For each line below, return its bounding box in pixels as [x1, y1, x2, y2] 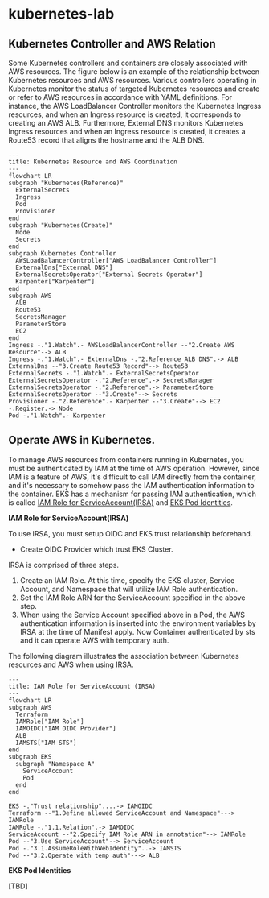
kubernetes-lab [8, 5, 115, 23]
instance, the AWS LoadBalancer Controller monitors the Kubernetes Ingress [8, 101, 262, 110]
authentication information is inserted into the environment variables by [19, 618, 257, 628]
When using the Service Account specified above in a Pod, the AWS [19, 610, 245, 619]
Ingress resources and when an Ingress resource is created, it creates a [8, 126, 247, 136]
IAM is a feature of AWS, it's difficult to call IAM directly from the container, [8, 472, 257, 482]
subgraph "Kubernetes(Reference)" [8, 179, 124, 187]
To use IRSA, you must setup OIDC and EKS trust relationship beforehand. [8, 528, 253, 538]
